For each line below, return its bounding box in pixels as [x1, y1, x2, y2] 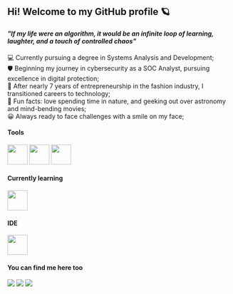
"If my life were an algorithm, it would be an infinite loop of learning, [7, 29, 214, 38]
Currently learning [7, 174, 63, 183]
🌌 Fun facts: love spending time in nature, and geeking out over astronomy [7, 97, 227, 105]
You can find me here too [7, 263, 83, 272]
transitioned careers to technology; [7, 89, 110, 98]
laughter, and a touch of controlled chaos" [7, 36, 137, 45]
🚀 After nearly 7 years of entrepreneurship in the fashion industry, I [7, 81, 204, 90]
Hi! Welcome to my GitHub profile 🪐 [7, 6, 170, 18]
